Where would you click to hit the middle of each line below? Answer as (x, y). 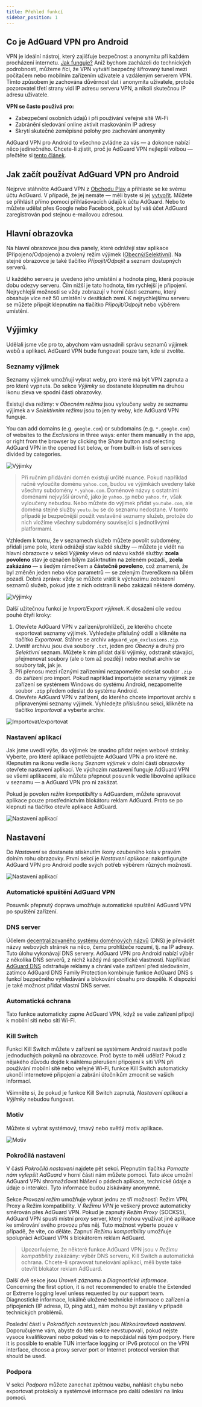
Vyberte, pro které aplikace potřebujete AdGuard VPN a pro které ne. (92, 757)
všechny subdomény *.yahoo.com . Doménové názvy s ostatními (100, 490)
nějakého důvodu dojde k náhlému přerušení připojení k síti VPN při (90, 1062)
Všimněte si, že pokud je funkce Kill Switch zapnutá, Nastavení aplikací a (97, 1093)
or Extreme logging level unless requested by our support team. (85, 1293)
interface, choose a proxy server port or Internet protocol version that (93, 1349)
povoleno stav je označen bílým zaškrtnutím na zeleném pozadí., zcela (95, 560)
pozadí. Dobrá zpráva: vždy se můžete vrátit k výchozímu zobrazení (91, 579)
